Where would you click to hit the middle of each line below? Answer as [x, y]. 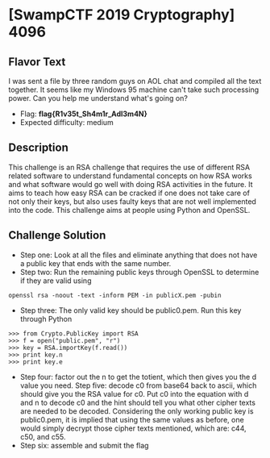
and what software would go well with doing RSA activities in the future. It [131, 184]
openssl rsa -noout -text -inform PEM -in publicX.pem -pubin [115, 295]
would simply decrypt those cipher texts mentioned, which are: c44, [133, 428]
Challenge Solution [57, 235]
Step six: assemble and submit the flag [84, 445]
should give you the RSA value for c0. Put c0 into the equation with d [134, 393]
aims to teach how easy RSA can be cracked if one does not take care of [129, 193]
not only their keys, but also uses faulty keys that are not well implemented [132, 201]
